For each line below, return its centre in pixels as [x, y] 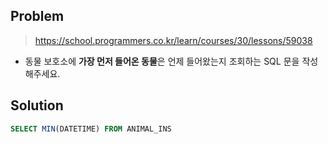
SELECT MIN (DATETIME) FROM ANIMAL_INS [91, 129]
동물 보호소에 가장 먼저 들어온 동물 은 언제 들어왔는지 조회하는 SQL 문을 [162, 61]
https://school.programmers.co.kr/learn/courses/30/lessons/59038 [173, 40]
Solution [37, 105]
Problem [37, 16]
